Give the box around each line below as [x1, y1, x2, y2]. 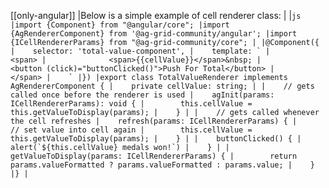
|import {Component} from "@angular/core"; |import [10, 20, 230, 30]
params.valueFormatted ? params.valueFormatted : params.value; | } [10, 160, 315, 170]
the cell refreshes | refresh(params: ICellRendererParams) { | [10, 116, 298, 126]
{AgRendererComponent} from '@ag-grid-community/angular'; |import [10, 29, 298, 39]
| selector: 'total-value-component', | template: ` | [10, 46, 271, 56]
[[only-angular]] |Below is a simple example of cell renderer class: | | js [10, 10, 302, 21]
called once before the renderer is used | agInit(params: [10, 90, 275, 100]
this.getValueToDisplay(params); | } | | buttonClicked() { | [10, 134, 302, 144]
